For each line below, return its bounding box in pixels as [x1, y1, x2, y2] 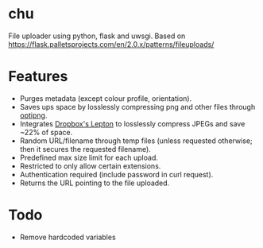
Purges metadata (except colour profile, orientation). [19, 93, 192, 103]
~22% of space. [19, 127, 73, 137]
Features [8, 68, 68, 86]
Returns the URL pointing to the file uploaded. [19, 178, 170, 188]
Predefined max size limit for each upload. [19, 153, 159, 162]
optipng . [19, 110, 48, 120]
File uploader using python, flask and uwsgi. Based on [8, 31, 186, 41]
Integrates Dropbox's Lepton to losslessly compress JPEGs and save [19, 118, 246, 128]
